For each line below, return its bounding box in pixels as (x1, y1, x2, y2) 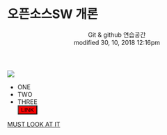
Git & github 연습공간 (88, 30, 146, 39)
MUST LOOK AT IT (7, 120, 61, 128)
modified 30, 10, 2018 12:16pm (73, 38, 161, 46)
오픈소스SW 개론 (7, 6, 99, 22)
